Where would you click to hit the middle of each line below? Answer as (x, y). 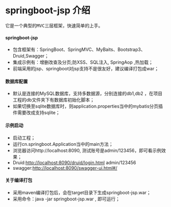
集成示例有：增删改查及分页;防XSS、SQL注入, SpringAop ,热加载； (83, 62)
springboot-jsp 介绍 (48, 10)
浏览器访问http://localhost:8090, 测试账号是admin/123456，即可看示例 (87, 150)
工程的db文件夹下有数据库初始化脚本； (53, 100)
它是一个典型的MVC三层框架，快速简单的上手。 (54, 25)
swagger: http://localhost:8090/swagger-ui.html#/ (65, 168)
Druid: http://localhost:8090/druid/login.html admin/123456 (74, 162)
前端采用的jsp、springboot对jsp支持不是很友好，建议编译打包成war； (86, 69)
